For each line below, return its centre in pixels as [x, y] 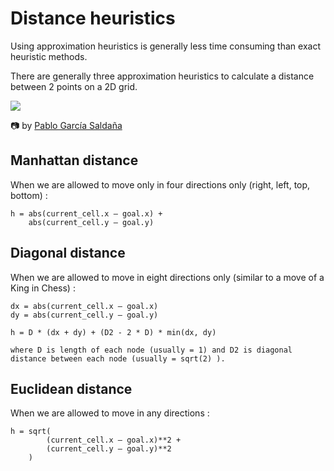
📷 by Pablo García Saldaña [66, 125]
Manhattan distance [74, 160]
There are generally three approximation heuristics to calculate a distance [162, 76]
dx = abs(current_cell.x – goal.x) [84, 306]
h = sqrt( [31, 432]
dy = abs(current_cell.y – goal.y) [84, 315]
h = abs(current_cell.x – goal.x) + [86, 213]
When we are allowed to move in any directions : [110, 413]
